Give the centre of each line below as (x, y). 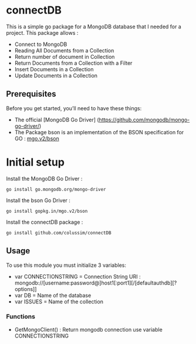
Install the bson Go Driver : (38, 200)
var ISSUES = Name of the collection (59, 302)
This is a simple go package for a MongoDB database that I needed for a (94, 27)
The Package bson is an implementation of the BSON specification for (99, 132)
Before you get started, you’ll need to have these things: (74, 108)
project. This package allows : (42, 32)
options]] (26, 289)
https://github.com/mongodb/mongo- (144, 120)
